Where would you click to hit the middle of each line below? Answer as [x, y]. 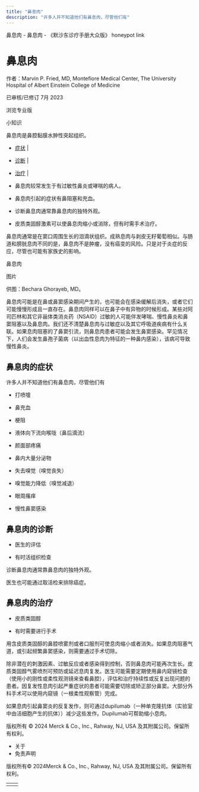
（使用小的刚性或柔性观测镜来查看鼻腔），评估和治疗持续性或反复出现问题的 [98, 679]
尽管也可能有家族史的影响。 [50, 251]
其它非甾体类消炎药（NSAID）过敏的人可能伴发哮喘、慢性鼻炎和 [105, 317]
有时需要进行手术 [36, 631]
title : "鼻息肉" [25, 12]
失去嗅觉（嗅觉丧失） [41, 471]
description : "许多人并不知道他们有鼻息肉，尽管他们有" [68, 17]
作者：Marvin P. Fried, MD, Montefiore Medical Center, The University [91, 78]
